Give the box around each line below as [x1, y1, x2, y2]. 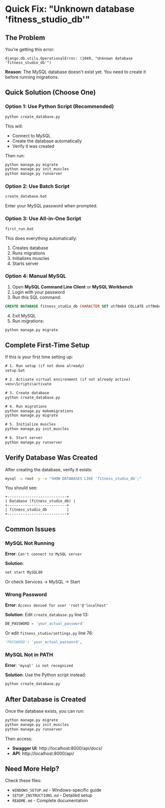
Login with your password [12, 289, 65, 295]
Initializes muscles [12, 255, 50, 261]
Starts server [12, 260, 39, 266]
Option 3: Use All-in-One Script [5, 215, 82, 222]
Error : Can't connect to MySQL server [5, 551, 82, 557]
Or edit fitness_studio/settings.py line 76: [5, 630, 93, 636]
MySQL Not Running [5, 540, 55, 547]
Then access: [5, 736, 33, 742]
